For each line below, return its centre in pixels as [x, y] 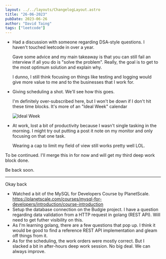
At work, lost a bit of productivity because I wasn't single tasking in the [84, 126]
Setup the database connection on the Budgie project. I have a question [85, 210]
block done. [17, 160]
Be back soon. [20, 170]
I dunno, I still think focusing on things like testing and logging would [82, 77]
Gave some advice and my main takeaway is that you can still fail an [81, 57]
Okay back [16, 184]
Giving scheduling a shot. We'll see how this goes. [63, 92]
